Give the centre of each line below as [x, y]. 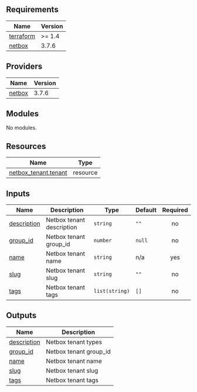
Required [175, 210]
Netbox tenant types [74, 342]
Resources [26, 146]
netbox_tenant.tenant [38, 173]
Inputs [18, 193]
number [103, 241]
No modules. [21, 128]
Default [146, 210]
